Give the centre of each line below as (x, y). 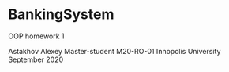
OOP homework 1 (36, 36)
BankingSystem (61, 14)
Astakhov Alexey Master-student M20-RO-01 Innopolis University (114, 51)
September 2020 (36, 59)
